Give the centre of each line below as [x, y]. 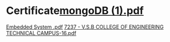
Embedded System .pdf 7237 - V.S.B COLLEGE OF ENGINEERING [85, 27]
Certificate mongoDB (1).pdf [75, 11]
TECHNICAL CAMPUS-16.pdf [41, 33]
